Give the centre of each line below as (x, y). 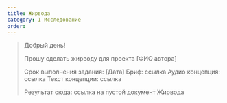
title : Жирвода (29, 13)
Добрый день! (45, 46)
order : (16, 26)
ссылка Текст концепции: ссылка (73, 79)
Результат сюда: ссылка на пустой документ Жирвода (104, 92)
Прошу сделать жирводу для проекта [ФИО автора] (100, 59)
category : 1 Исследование (44, 20)
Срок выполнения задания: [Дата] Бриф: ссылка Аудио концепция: (122, 72)
